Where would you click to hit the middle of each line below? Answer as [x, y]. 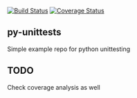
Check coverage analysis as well [54, 87]
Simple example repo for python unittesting [69, 49]
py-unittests [34, 32]
